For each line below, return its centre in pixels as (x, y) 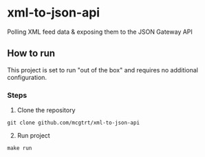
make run (20, 148)
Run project (33, 136)
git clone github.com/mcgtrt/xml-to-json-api (73, 123)
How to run (31, 53)
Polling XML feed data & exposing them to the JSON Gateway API (100, 32)
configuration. (27, 77)
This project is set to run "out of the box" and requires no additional (102, 70)
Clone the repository (46, 110)
